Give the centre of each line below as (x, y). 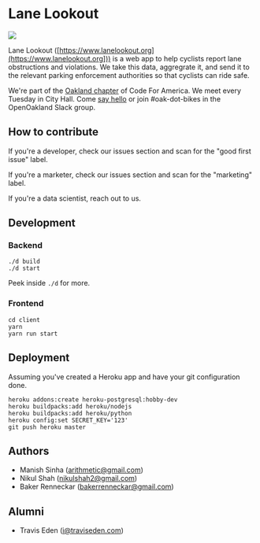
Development (42, 223)
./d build (24, 262)
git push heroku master (47, 427)
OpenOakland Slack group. (52, 107)
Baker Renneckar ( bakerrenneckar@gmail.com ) (97, 487)
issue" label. (28, 159)
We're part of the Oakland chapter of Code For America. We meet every (125, 90)
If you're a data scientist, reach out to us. (75, 198)
